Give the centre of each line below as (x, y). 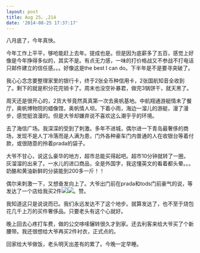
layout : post (22, 12)
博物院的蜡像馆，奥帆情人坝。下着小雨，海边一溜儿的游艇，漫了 (105, 109)
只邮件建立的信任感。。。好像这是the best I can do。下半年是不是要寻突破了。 (100, 68)
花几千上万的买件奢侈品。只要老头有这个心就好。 (66, 211)
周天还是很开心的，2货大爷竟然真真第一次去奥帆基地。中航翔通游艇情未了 (96, 101)
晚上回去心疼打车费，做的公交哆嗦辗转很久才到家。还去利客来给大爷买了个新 (100, 224)
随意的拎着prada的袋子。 (57, 143)
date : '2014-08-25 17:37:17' (42, 23)
